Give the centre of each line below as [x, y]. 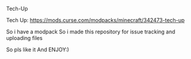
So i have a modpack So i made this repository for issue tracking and [91, 32]
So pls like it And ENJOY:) [38, 49]
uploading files [24, 38]
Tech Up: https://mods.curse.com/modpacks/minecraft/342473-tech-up [95, 20]
